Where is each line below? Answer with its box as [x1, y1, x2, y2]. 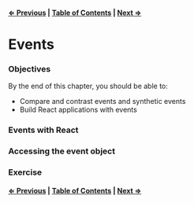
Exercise [8, 167, 43, 178]
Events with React [8, 124, 79, 135]
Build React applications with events [19, 105, 138, 115]
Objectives [8, 63, 51, 74]
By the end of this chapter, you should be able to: [8, 81, 168, 91]
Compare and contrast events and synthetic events [19, 97, 186, 106]
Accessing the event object [8, 146, 116, 157]
